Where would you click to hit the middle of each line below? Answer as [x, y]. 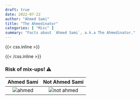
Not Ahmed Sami [63, 82]
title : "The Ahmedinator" [32, 24]
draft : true [17, 10]
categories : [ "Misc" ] [30, 28]
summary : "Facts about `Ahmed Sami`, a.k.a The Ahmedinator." [70, 33]
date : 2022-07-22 [23, 14]
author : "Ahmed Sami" [27, 19]
